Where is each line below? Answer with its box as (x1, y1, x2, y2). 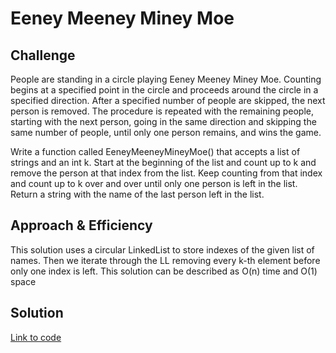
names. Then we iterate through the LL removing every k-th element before (10, 254, 321, 266)
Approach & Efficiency (10, 217, 153, 234)
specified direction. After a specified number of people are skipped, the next (10, 95, 326, 106)
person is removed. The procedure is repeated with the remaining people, (10, 105, 314, 117)
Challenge (10, 47, 76, 64)
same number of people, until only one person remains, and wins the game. (10, 127, 322, 138)
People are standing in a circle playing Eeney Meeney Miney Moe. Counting (10, 73, 322, 85)
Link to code (10, 331, 62, 343)
